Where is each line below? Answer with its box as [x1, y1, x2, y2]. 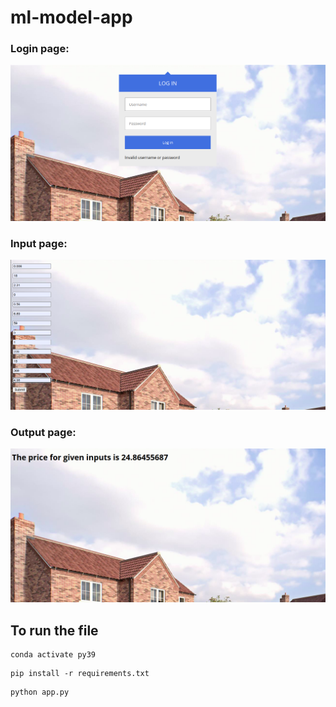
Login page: [10, 42, 70, 56]
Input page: [10, 236, 68, 250]
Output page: [10, 425, 77, 439]
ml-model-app [10, 6, 133, 29]
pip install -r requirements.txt [10, 669, 150, 679]
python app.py [10, 687, 70, 698]
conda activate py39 [10, 650, 97, 660]
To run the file [10, 622, 99, 639]
